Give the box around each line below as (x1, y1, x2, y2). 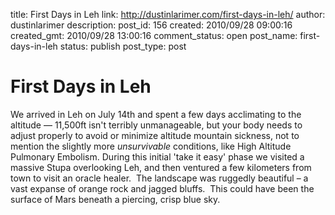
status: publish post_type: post (59, 40, 187, 52)
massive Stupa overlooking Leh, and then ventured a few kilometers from (10, 161, 312, 173)
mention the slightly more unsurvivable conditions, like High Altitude (10, 140, 292, 152)
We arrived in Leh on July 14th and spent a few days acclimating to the (10, 108, 302, 120)
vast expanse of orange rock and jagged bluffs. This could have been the (10, 182, 315, 194)
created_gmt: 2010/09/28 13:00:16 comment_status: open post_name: (10, 30, 298, 41)
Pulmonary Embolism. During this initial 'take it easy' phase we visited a (10, 150, 305, 163)
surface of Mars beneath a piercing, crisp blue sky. (10, 193, 221, 205)
